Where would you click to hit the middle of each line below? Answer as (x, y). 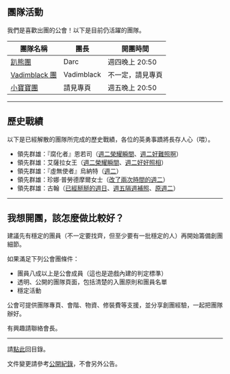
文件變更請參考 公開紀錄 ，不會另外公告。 (64, 364)
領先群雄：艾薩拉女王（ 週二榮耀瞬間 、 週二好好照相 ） (92, 162)
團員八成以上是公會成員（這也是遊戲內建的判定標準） (92, 273)
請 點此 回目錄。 (28, 349)
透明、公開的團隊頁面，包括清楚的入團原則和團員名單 (92, 282)
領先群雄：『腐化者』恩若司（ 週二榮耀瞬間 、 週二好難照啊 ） (100, 153)
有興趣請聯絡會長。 (34, 328)
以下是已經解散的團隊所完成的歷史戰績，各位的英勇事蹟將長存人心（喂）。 (111, 139)
